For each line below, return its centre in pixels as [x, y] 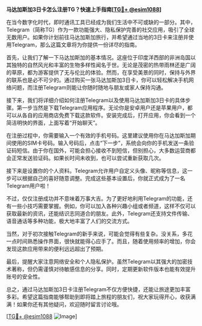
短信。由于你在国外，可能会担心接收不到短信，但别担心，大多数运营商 [103, 150]
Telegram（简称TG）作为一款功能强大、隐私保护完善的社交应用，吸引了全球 [100, 30]
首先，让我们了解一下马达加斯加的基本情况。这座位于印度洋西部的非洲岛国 [98, 57]
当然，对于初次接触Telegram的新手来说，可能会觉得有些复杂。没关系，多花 [99, 234]
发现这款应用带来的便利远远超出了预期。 [56, 249]
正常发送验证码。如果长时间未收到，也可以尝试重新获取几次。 [87, 158]
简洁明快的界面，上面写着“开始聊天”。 [54, 123]
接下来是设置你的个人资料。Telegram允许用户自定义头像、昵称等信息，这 [97, 171]
